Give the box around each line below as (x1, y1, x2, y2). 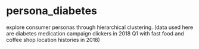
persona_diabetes (6, 4, 97, 18)
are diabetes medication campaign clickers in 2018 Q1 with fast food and (6, 30, 185, 37)
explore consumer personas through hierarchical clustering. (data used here (6, 24, 194, 31)
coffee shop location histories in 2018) (6, 36, 100, 43)
